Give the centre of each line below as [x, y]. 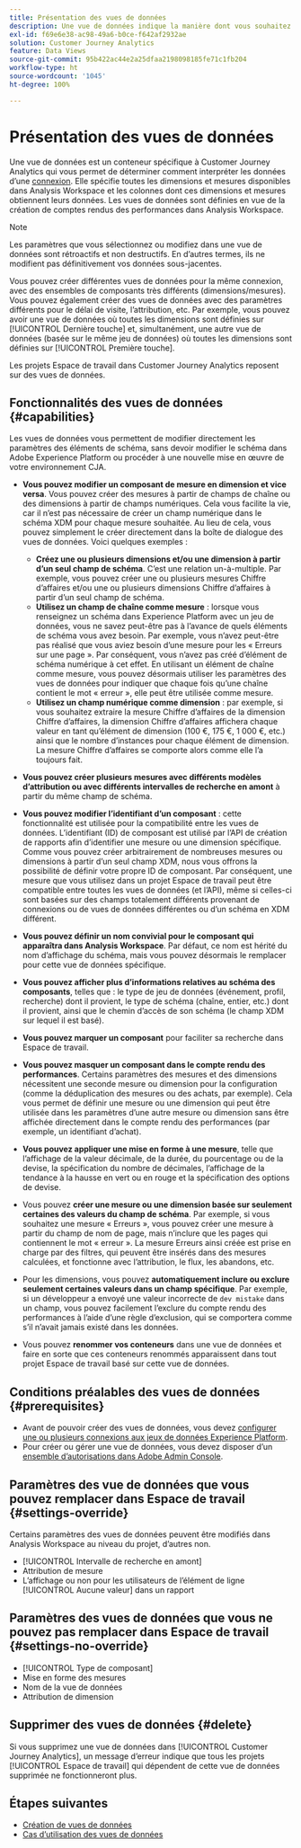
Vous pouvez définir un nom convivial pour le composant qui [138, 937]
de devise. [41, 1187]
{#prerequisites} [57, 1406]
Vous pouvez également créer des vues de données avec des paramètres [146, 300]
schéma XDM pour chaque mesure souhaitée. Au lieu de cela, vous [146, 523]
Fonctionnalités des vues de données [116, 402]
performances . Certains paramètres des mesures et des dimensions [150, 1074]
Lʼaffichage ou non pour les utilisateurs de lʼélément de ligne [133, 1580]
